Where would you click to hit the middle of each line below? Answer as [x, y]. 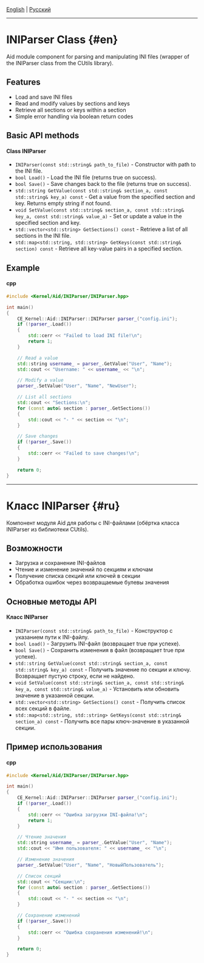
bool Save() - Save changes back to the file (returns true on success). [103, 184]
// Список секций [39, 876]
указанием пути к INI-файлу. [52, 637]
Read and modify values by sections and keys [73, 103]
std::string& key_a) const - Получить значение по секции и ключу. [103, 669]
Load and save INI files [44, 97]
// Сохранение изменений [49, 915]
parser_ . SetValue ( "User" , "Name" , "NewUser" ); [77, 386]
